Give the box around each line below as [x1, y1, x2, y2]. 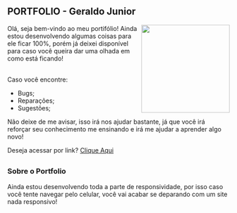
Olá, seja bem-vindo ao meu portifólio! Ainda [7, 24, 138, 32]
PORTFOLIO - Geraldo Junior [7, 6, 136, 18]
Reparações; [17, 96, 55, 105]
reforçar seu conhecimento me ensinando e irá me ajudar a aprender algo [7, 124, 222, 133]
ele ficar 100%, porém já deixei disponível [7, 39, 129, 48]
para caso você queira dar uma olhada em [7, 46, 130, 55]
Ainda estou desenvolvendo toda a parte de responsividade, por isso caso [7, 182, 224, 191]
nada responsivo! [7, 197, 58, 206]
